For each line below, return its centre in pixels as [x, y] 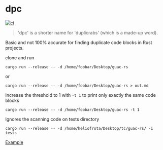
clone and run [20, 58]
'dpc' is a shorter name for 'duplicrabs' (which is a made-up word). [88, 32]
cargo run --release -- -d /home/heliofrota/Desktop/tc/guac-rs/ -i [79, 128]
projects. [14, 48]
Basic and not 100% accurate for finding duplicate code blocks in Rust [79, 42]
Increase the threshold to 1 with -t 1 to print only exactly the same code [81, 95]
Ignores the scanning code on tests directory [52, 119]
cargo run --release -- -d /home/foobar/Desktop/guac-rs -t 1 [72, 109]
